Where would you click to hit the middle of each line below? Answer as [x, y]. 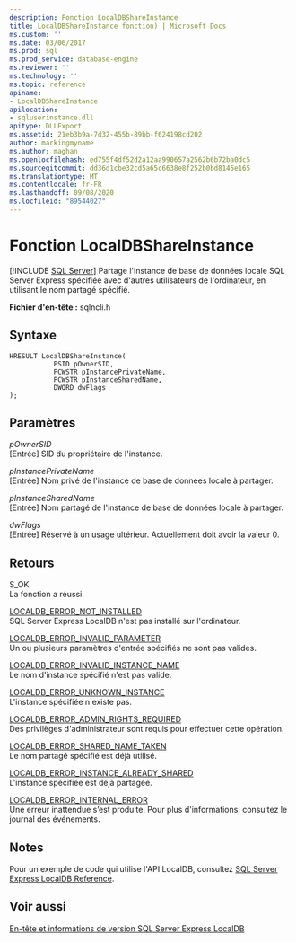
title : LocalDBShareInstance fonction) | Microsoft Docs [118, 26]
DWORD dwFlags [79, 387]
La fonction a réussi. [47, 595]
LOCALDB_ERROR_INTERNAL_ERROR [78, 800]
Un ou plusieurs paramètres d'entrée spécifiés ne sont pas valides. [133, 648]
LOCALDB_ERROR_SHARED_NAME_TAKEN [88, 746]
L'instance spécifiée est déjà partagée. [81, 783]
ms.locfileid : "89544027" [57, 202]
